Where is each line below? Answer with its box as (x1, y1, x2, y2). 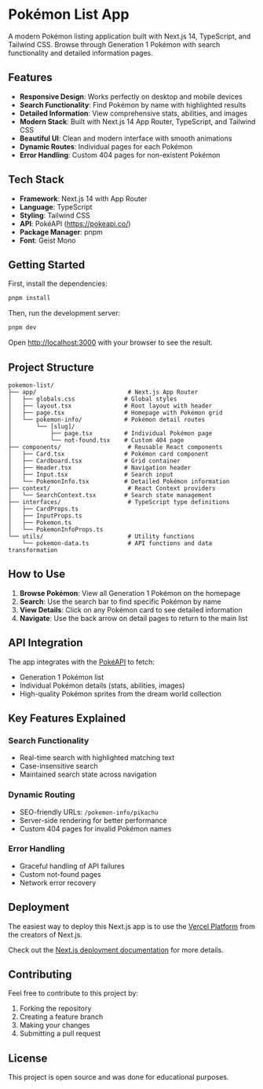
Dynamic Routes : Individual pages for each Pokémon (19, 141, 193, 151)
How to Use (8, 568, 66, 581)
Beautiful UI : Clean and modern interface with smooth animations (19, 133, 232, 143)
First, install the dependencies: (8, 279, 108, 288)
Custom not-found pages (19, 869, 102, 879)
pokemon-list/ (8, 381, 55, 389)
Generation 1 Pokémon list (19, 672, 104, 682)
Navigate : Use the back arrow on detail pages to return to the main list (19, 613, 248, 623)
